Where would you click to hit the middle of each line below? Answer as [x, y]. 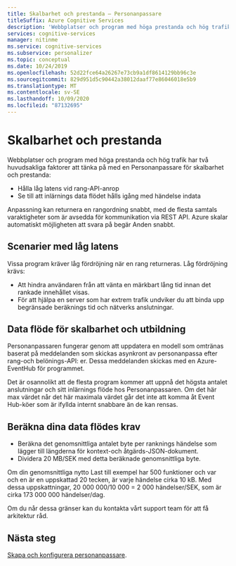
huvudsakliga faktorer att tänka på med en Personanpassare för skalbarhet [116, 167]
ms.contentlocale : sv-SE [44, 92]
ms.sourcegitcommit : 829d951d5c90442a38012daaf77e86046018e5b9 [102, 79]
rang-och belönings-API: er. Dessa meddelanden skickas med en [101, 361]
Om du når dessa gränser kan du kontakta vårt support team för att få [108, 508]
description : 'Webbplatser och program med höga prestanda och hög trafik [119, 27]
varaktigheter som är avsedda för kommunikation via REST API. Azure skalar [118, 217]
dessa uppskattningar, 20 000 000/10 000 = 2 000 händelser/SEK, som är [114, 487]
